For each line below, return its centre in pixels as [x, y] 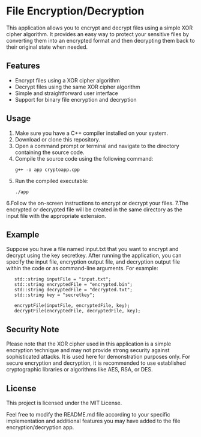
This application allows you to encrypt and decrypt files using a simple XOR [100, 28]
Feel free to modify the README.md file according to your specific [88, 414]
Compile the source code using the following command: [84, 158]
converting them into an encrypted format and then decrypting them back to [100, 40]
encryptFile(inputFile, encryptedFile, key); [72, 306]
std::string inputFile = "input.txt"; [63, 279]
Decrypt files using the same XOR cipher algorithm [77, 87]
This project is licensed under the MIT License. [64, 403]
